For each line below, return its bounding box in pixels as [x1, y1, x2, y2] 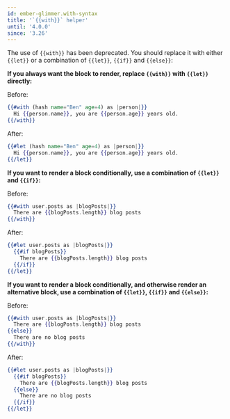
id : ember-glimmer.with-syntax [7, 10, 98, 17]
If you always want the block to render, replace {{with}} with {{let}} [7, 70, 209, 78]
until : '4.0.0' [7, 23, 51, 30]
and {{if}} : [7, 175, 41, 184]
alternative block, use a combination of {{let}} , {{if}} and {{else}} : [7, 287, 208, 296]
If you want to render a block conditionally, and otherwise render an [7, 280, 207, 289]
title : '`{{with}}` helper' [7, 17, 89, 24]
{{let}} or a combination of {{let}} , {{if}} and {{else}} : [7, 56, 174, 65]
